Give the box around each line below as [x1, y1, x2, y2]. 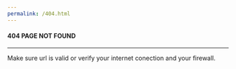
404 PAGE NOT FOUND [7, 32, 76, 40]
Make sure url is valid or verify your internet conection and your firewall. [7, 54, 216, 62]
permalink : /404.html [7, 10, 71, 17]
